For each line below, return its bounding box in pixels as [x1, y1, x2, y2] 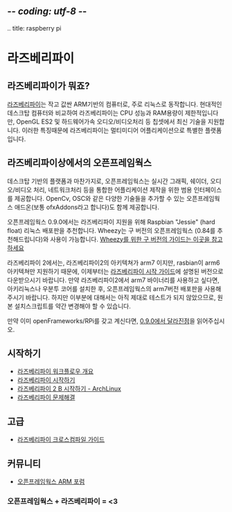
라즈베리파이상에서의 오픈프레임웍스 [7, 157, 152, 169]
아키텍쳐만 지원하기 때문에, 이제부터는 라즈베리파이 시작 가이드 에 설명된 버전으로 [7, 267, 224, 275]
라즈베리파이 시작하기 [17, 376, 75, 384]
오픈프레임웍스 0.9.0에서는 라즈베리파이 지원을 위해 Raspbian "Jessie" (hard [7, 217, 216, 226]
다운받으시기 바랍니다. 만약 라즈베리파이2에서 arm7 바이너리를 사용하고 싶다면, [7, 276, 220, 284]
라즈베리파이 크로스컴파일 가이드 [17, 436, 105, 444]
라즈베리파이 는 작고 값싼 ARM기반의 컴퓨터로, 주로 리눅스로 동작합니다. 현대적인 [7, 100, 222, 108]
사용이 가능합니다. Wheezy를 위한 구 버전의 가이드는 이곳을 [50, 235, 210, 243]
